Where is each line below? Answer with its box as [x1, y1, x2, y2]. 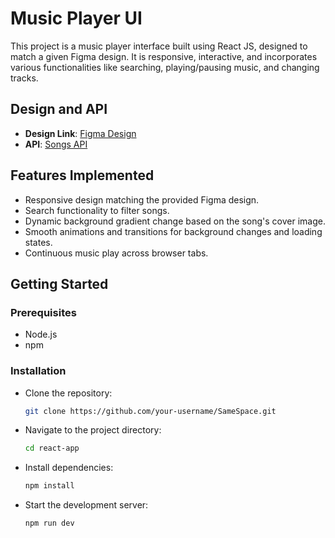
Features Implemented [10, 167, 155, 184]
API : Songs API [24, 138, 88, 150]
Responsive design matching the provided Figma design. [24, 193, 260, 206]
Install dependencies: [24, 462, 114, 474]
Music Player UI [10, 7, 143, 30]
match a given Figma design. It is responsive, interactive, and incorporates [10, 50, 318, 62]
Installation [10, 364, 67, 378]
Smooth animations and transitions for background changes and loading [24, 225, 323, 237]
